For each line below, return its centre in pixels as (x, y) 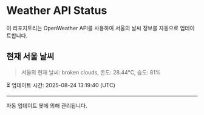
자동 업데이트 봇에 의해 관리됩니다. (47, 105)
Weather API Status (57, 11)
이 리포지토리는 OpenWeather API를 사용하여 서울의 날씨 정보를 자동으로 (93, 28)
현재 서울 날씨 (30, 57)
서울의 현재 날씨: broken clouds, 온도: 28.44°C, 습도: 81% (91, 72)
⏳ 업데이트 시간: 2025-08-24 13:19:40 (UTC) (61, 85)
